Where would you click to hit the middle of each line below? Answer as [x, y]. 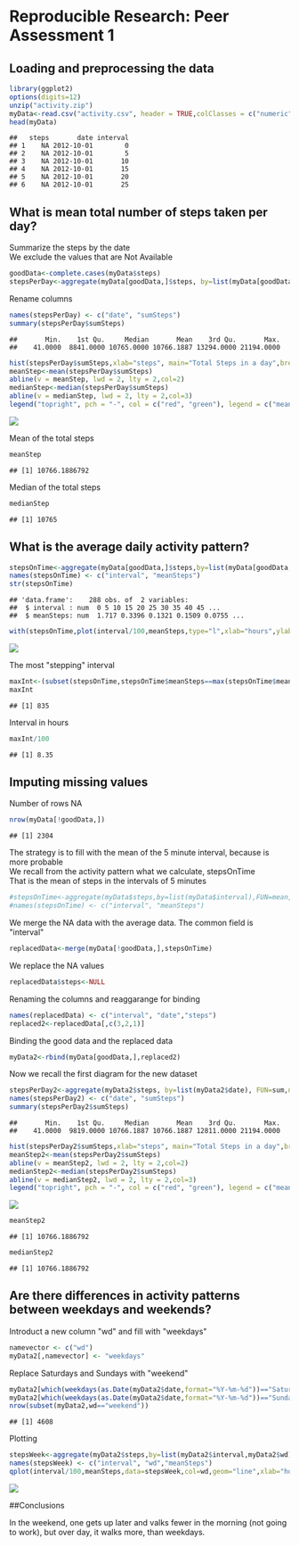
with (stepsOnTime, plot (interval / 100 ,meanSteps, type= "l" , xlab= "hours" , [143, 632]
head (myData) [33, 122]
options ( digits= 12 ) [45, 97]
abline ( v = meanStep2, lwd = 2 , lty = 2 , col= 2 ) [99, 1163]
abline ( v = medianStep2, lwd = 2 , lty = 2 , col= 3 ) [103, 1179]
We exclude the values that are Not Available [91, 257]
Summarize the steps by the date [70, 248]
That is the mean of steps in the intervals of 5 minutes [108, 881]
